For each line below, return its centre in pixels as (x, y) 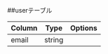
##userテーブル (30, 10)
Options (83, 28)
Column (24, 28)
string (54, 40)
